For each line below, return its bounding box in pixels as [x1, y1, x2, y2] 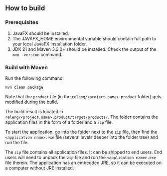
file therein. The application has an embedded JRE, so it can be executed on [5, 160, 162, 166]
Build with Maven [5, 64, 48, 71]
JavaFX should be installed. [12, 30, 69, 36]
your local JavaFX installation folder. [12, 41, 87, 47]
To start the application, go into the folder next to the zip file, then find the [5, 129, 158, 135]
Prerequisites [5, 19, 38, 26]
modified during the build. [5, 99, 58, 105]
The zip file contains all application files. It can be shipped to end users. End [5, 149, 163, 155]
